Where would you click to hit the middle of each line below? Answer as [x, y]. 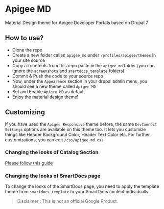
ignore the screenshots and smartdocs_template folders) [68, 71]
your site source [28, 60]
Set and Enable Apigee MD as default [48, 91]
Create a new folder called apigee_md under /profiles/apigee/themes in [84, 55]
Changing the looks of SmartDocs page [53, 176]
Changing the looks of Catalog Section [52, 152]
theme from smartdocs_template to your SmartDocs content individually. [78, 192]
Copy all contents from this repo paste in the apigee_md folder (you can [83, 65]
